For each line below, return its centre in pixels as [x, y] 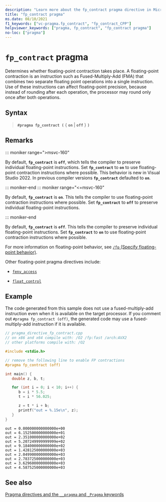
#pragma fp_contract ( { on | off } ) [53, 125]
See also [19, 482]
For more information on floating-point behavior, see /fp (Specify [72, 247]
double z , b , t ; [28, 379]
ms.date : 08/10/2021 [26, 19]
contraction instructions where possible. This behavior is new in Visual [88, 172]
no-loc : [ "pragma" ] [25, 33]
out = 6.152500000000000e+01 [35, 433]
